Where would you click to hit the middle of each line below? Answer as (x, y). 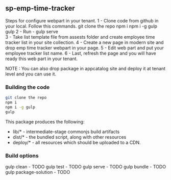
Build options (22, 156)
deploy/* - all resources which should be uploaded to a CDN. (77, 142)
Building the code (28, 87)
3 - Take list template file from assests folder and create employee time (80, 37)
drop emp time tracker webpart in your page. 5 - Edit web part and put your (85, 47)
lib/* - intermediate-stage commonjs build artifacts (66, 132)
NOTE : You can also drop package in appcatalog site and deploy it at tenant (86, 68)
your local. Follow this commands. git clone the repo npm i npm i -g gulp (81, 26)
